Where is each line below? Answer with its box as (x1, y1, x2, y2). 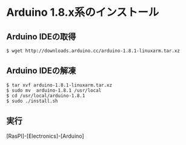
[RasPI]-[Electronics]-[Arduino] (6, 132, 84, 140)
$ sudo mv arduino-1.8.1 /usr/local (6, 87, 102, 94)
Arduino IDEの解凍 (6, 66, 76, 76)
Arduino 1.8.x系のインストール (6, 5, 159, 19)
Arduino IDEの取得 (6, 31, 76, 42)
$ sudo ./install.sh (6, 98, 59, 104)
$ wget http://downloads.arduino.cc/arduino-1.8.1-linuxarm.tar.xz (6, 48, 181, 54)
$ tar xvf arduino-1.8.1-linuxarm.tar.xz (6, 82, 113, 88)
